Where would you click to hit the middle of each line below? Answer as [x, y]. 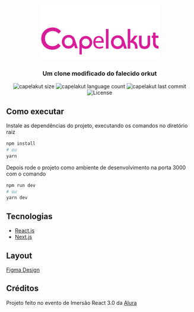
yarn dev [17, 198]
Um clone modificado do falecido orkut [100, 74]
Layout [19, 255]
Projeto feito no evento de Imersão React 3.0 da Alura [71, 303]
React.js [25, 231]
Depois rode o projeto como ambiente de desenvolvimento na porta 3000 [96, 167]
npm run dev [21, 185]
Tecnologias [29, 216]
